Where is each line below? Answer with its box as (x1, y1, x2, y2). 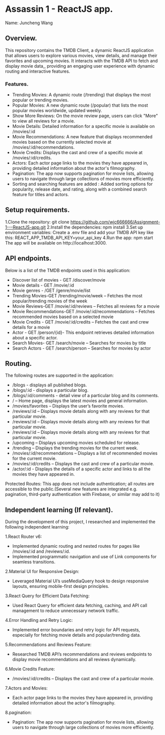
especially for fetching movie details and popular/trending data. (12, 632, 141, 638)
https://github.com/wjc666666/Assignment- (70, 219, 160, 225)
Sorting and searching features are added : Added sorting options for (12, 181, 153, 187)
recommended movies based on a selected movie (12, 314, 114, 320)
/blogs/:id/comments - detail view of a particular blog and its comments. (12, 393, 159, 399)
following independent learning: (5, 524, 70, 530)
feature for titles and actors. (12, 192, 69, 198)
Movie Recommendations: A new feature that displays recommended (12, 134, 153, 140)
